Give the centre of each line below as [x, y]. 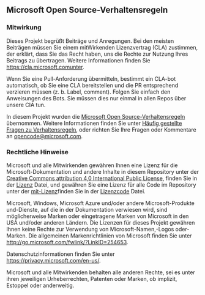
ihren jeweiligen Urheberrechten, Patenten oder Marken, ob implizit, [92, 278]
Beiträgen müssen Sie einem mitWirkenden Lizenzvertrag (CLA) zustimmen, [102, 47]
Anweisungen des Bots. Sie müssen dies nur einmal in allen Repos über [96, 98]
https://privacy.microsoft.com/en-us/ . [54, 260]
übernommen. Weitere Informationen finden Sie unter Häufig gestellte [94, 123]
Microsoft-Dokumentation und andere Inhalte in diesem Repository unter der [103, 171]
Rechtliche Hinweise [38, 152]
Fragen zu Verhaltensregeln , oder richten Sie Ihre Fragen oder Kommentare [102, 129]
